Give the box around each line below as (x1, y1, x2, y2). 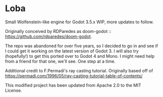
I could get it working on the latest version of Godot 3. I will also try (5, 48, 139, 54)
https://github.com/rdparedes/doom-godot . (5, 33, 92, 39)
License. (5, 87, 22, 93)
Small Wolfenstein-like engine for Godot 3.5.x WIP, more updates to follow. (5, 19, 154, 25)
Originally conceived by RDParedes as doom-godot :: (5, 28, 112, 34)
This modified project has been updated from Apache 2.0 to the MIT (5, 82, 142, 88)
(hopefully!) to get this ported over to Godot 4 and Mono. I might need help (5, 53, 155, 59)
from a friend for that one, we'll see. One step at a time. (5, 58, 115, 64)
